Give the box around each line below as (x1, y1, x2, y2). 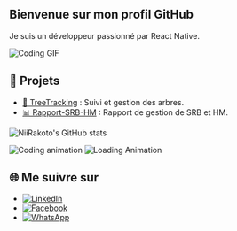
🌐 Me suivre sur (9, 170, 99, 185)
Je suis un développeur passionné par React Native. (9, 30, 200, 41)
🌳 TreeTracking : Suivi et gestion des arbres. (21, 96, 185, 107)
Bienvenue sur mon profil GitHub (9, 7, 194, 22)
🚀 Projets (9, 73, 60, 89)
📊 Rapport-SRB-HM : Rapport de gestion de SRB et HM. (21, 106, 229, 118)
